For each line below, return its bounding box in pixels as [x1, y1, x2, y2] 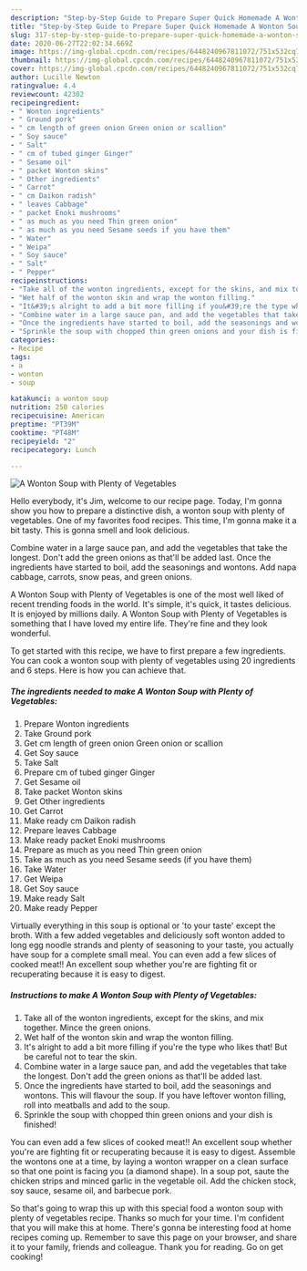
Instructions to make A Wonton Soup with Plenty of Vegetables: [10, 989, 258, 1000]
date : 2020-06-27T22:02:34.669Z [10, 38, 133, 48]
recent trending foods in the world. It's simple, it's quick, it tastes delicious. [10, 599, 292, 610]
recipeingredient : [10, 98, 80, 108]
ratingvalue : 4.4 [10, 81, 77, 90]
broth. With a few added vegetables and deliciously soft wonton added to [10, 930, 286, 941]
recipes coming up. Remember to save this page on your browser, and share [10, 1232, 297, 1243]
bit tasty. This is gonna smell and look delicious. [10, 525, 190, 536]
